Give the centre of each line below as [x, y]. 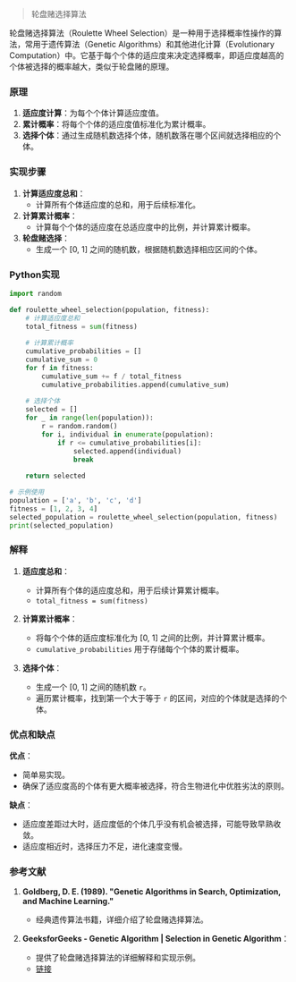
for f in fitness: [59, 368]
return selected [56, 476]
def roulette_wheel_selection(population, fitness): [110, 309]
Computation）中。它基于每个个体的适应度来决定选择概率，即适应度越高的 [147, 55]
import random [36, 293]
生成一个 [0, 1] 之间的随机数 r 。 [93, 687]
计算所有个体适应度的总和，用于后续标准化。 [118, 204]
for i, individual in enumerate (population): [128, 434]
